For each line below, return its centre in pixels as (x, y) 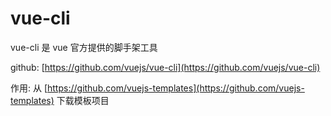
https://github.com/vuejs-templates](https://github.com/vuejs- (176, 88)
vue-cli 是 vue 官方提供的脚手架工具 (84, 47)
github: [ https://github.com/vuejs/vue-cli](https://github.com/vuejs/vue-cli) (165, 67)
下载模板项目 (83, 100)
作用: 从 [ (29, 88)
